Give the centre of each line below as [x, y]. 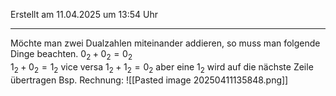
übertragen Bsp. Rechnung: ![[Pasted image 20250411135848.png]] [149, 80]
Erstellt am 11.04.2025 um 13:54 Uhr [84, 14]
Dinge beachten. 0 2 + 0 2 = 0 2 [71, 55]
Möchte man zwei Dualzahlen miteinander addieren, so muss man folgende [165, 43]
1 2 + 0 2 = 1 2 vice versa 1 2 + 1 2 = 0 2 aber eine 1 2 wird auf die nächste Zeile [162, 67]
